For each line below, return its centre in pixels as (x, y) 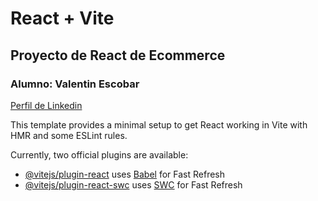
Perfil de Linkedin (46, 105)
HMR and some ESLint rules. (69, 135)
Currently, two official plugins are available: (99, 154)
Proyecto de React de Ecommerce (118, 55)
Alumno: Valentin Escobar (75, 84)
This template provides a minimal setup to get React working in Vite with (159, 124)
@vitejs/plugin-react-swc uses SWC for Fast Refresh (133, 184)
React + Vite (62, 18)
